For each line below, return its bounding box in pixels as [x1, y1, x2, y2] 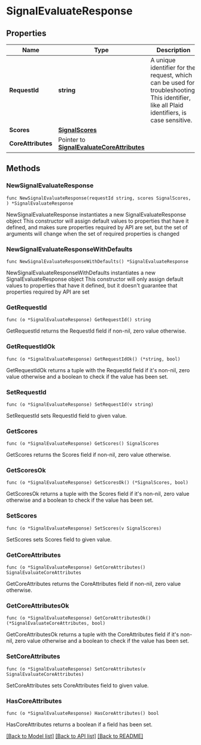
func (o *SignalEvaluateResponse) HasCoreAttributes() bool [6, 710, 160, 716]
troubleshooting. [150, 86, 197, 94]
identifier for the [150, 64, 196, 71]
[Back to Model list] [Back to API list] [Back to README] [6, 732, 144, 740]
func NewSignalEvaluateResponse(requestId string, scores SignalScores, [6, 195, 191, 201]
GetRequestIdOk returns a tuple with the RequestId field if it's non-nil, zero [6, 366, 190, 373]
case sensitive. [150, 116, 193, 124]
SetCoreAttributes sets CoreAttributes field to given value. [6, 681, 149, 689]
